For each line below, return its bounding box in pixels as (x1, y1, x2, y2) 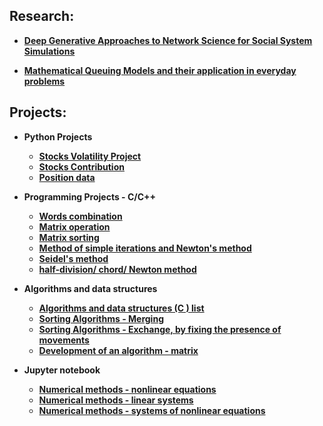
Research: (9, 8, 75, 25)
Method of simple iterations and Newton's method (38, 242, 252, 254)
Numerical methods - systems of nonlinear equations (38, 404, 266, 416)
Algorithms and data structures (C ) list (38, 302, 205, 314)
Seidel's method (38, 252, 109, 264)
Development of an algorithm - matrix (38, 344, 199, 356)
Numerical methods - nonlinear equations (38, 383, 217, 395)
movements (38, 334, 90, 346)
